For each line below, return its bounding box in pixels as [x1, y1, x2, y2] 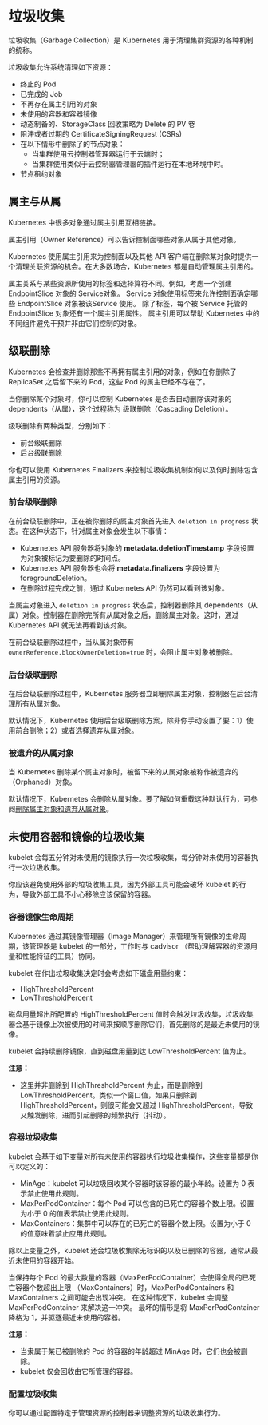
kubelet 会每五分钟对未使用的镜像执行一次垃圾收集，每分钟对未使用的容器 [8, 853, 251, 862]
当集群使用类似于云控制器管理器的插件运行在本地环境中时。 [31, 159, 228, 169]
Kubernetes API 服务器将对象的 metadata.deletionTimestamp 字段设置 [19, 543, 254, 552]
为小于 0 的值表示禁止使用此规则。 [19, 1208, 134, 1218]
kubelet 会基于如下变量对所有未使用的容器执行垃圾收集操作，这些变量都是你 [8, 1152, 258, 1161]
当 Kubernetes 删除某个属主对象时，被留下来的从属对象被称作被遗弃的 [8, 767, 239, 777]
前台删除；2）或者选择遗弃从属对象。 [14, 726, 139, 735]
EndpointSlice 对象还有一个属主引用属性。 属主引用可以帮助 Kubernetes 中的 [8, 308, 261, 318]
